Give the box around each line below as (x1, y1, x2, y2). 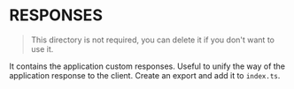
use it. (30, 43, 54, 54)
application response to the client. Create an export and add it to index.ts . (9, 70, 281, 80)
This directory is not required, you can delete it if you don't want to (30, 34, 275, 45)
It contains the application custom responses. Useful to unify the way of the (9, 61, 286, 71)
